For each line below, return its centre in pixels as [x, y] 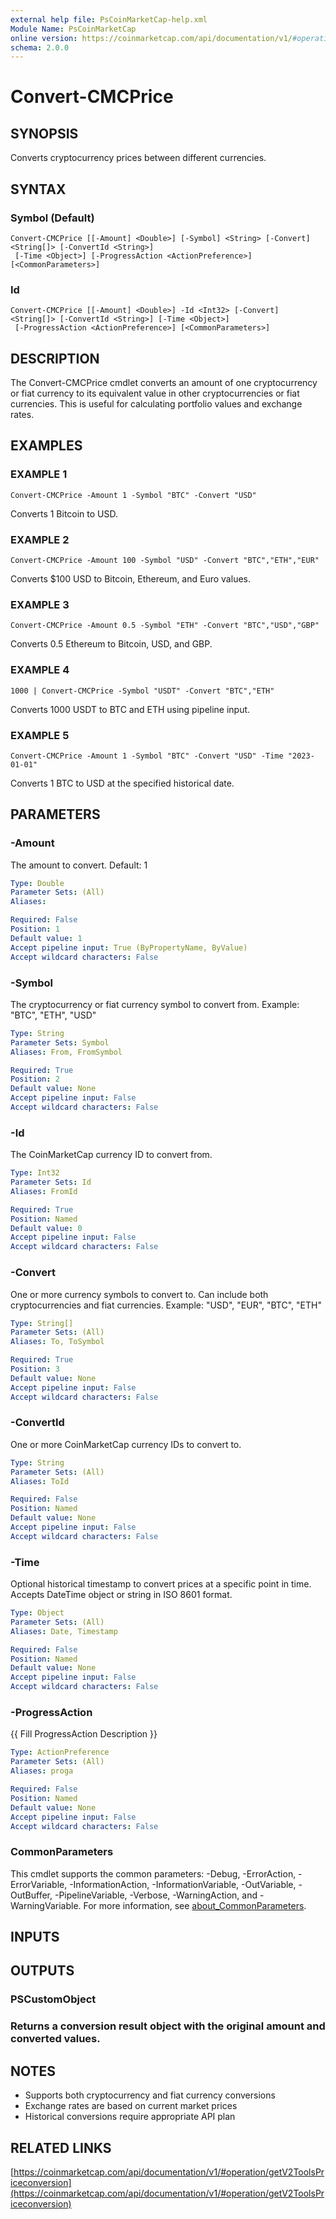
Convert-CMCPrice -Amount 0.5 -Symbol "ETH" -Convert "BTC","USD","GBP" [165, 626]
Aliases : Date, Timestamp [64, 1631]
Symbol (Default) [52, 218]
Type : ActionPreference [60, 1752]
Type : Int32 [35, 1173]
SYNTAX [38, 189]
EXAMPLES [46, 446]
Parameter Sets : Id [51, 1182]
